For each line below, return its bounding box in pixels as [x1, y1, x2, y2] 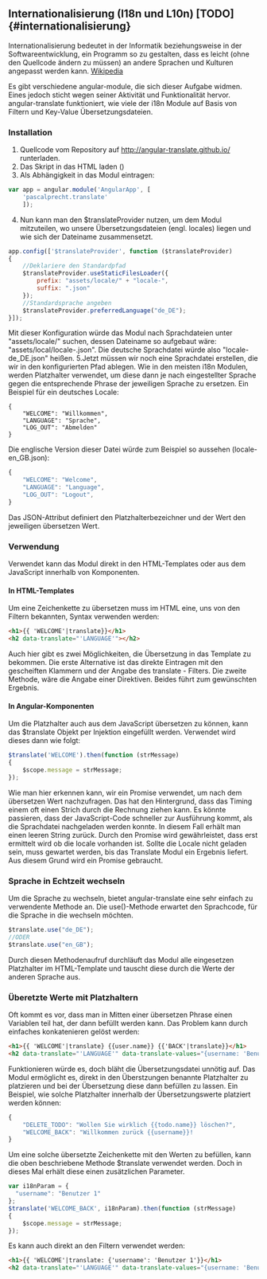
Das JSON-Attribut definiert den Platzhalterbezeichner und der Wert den [8, 512, 246, 522]
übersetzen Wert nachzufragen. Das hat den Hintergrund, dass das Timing [8, 796, 253, 806]
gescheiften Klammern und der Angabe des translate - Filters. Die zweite [8, 666, 247, 676]
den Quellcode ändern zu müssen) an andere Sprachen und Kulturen [8, 57, 234, 67]
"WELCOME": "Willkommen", [22, 410, 109, 418]
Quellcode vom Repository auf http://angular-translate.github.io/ [19, 145, 230, 154]
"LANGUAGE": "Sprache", [22, 417, 102, 425]
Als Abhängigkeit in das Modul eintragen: [19, 170, 155, 180]
